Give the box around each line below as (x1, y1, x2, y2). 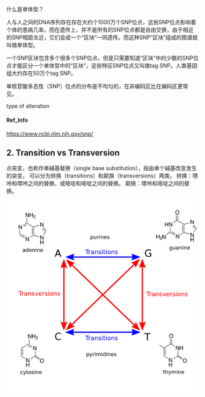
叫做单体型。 (6, 41, 38, 49)
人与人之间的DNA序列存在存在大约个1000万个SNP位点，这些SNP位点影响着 (6, 18, 196, 26)
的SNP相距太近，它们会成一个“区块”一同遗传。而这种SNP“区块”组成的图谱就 (6, 34, 198, 41)
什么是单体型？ (6, 5, 44, 13)
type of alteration (6, 102, 50, 110)
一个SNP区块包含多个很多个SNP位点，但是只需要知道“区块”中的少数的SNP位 (6, 54, 199, 62)
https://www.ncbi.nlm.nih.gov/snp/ (6, 130, 93, 137)
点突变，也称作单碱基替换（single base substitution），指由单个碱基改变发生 (6, 165, 197, 172)
